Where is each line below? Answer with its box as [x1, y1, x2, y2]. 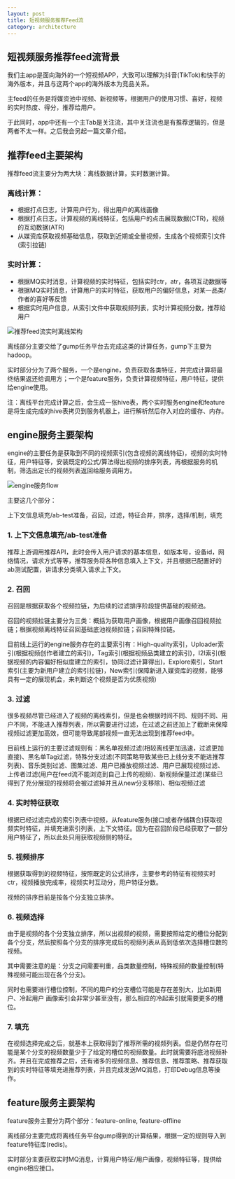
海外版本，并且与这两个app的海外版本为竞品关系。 [7, 80, 154, 88]
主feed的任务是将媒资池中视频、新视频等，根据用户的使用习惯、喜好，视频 [7, 95, 222, 103]
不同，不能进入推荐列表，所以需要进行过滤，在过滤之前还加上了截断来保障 [13, 720, 228, 729]
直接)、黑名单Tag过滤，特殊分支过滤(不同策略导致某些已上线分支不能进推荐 [7, 753, 225, 761]
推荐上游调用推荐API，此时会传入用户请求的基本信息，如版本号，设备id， [7, 547, 219, 556]
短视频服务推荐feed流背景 [7, 50, 120, 63]
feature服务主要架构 [7, 1096, 96, 1108]
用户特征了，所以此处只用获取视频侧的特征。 [7, 832, 136, 841]
